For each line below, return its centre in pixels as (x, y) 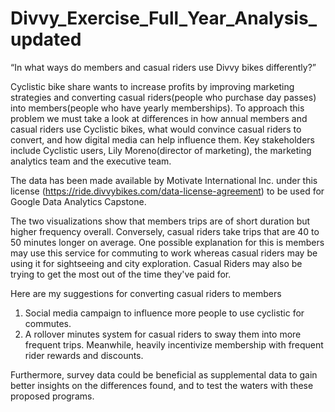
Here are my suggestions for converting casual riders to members (146, 293)
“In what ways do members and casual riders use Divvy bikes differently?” (163, 67)
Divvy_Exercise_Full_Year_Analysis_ (163, 18)
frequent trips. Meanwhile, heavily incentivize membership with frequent (174, 344)
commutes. (48, 323)
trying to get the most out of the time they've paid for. (121, 274)
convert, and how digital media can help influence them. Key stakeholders (162, 139)
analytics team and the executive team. (91, 161)
